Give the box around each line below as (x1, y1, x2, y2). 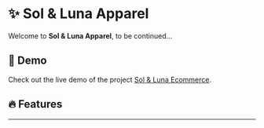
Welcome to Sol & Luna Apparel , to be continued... (8, 31, 173, 40)
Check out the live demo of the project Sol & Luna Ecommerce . (8, 75, 212, 84)
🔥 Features (8, 97, 63, 111)
